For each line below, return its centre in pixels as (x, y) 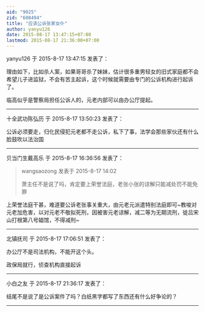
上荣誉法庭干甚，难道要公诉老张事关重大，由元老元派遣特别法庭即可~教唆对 (102, 205)
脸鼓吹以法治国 (25, 139)
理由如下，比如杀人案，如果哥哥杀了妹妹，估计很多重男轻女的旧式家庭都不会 (103, 72)
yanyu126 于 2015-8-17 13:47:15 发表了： (57, 58)
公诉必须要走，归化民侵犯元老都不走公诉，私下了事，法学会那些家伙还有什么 (103, 132)
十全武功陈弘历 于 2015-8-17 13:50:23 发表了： (65, 119)
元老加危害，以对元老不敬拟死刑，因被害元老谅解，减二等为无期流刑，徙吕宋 (103, 212)
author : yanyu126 (28, 29)
